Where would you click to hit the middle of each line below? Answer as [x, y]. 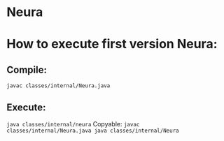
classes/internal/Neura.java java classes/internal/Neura [93, 131]
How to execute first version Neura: [112, 44]
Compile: [27, 69]
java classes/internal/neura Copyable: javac [73, 124]
